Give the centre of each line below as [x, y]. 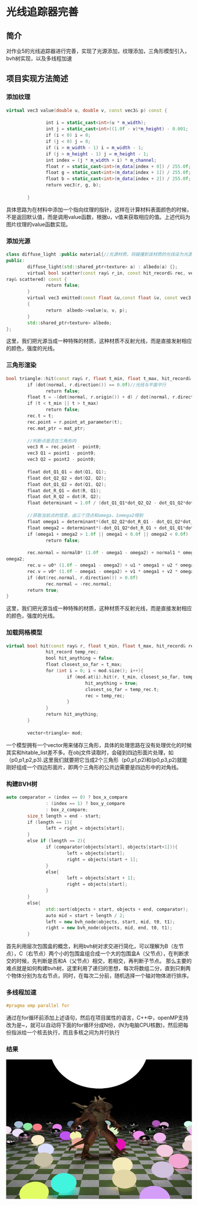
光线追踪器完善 [42, 12]
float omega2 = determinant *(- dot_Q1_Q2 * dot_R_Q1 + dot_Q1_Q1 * [106, 528]
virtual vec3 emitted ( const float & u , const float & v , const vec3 [109, 298]
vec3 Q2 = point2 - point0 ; [62, 460]
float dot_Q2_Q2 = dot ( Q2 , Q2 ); [67, 478]
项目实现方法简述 [37, 79]
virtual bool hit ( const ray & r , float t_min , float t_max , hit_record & [96, 646]
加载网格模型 [24, 633]
